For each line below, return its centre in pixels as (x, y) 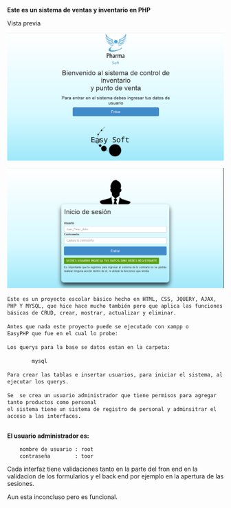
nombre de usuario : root (57, 449)
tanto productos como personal (52, 403)
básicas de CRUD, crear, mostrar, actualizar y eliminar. (92, 313)
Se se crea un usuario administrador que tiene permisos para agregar (112, 396)
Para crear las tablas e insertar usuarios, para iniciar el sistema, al (115, 375)
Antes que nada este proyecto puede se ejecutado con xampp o (98, 327)
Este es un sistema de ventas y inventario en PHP (79, 10)
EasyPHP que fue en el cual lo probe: (63, 334)
